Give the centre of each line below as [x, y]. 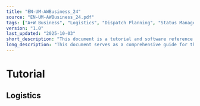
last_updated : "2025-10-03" [41, 34]
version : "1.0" [25, 28]
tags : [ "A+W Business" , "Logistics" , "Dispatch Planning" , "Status [92, 23]
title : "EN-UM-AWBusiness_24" [44, 12]
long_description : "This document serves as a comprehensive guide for [97, 45]
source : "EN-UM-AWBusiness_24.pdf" [50, 17]
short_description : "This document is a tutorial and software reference [100, 39]
